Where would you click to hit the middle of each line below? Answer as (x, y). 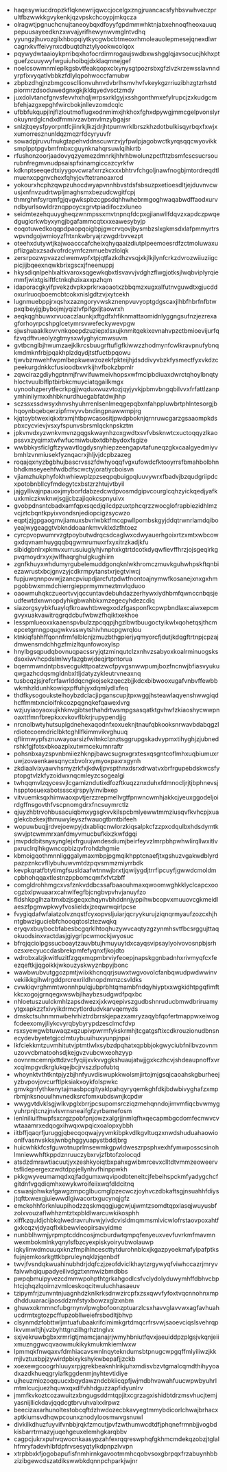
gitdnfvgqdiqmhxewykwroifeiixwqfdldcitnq (74, 1184)
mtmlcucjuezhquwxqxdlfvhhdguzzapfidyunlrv (79, 1388)
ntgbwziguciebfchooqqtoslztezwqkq (65, 921)
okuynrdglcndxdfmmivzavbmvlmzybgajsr (72, 119)
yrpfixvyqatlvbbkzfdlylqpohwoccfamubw (72, 75)
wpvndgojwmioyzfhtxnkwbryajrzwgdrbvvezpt (79, 236)
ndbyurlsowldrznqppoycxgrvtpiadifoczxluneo (77, 207)
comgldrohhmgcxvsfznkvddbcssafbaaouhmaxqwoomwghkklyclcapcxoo (116, 885)
